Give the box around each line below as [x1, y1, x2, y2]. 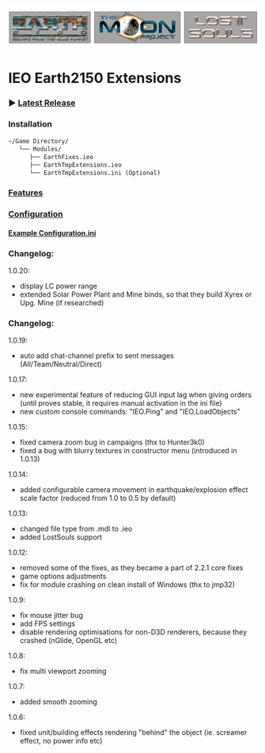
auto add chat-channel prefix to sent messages [19, 351, 174, 361]
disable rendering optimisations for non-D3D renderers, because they [19, 627, 248, 637]
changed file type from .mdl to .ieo [19, 524, 133, 534]
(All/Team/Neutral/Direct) [19, 359, 103, 369]
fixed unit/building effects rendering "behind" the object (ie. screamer [19, 728, 248, 737]
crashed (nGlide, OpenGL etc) [19, 636, 118, 645]
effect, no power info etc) [19, 736, 103, 746]
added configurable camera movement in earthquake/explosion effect [19, 485, 248, 494]
